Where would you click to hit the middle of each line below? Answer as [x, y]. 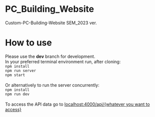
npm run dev [17, 94]
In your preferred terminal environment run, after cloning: [63, 61]
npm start [15, 75]
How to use [29, 43]
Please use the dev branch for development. [50, 56]
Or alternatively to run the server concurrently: [52, 85]
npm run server [21, 71]
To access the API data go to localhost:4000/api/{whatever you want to [77, 104]
